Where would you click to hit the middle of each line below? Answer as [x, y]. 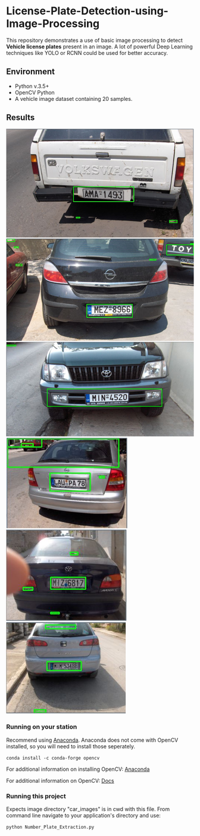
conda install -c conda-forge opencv [53, 758]
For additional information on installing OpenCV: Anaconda [78, 769]
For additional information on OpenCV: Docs [60, 780]
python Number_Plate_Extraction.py [50, 827]
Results [21, 118]
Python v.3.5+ [32, 86]
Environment [31, 72]
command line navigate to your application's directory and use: [83, 815]
